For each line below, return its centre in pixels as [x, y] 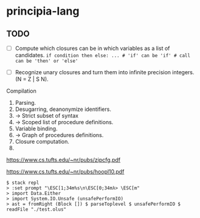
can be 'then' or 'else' [47, 61]
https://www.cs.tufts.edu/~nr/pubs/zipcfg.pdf [63, 160]
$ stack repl [23, 183]
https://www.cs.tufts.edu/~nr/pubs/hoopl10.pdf [65, 172]
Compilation [21, 91]
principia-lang [43, 11]
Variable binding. [36, 128]
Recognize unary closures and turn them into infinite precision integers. [105, 72]
